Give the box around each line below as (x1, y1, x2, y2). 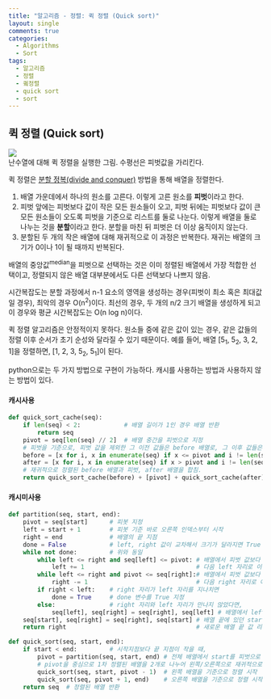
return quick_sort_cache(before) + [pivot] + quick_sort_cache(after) (23, 474, 265, 482)
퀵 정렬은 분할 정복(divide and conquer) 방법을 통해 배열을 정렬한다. (8, 175, 224, 184)
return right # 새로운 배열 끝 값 (23, 623, 253, 631)
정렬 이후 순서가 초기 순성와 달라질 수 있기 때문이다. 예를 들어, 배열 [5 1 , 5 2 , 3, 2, (8, 335, 258, 347)
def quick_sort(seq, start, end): (8, 638, 125, 646)
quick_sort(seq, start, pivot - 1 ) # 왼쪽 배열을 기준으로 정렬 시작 (37, 667, 258, 676)
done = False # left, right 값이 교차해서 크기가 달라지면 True (23, 541, 261, 549)
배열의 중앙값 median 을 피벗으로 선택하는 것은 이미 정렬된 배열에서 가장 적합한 (8, 259, 248, 269)
